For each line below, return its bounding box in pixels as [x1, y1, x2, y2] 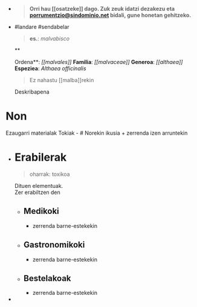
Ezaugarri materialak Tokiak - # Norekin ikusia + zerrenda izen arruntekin [5, 129, 188, 137]
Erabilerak [14, 150, 67, 164]
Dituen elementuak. [14, 182, 63, 189]
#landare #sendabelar [14, 24, 70, 30]
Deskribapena [14, 88, 50, 95]
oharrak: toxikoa [29, 170, 70, 178]
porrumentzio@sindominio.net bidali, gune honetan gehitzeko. [29, 11, 192, 19]
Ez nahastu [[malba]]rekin [29, 77, 94, 83]
